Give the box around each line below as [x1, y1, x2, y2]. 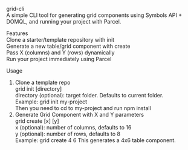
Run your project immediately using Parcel [6, 56, 112, 62]
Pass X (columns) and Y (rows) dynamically [6, 49, 115, 56]
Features [6, 30, 28, 37]
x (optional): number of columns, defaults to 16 [15, 124, 132, 131]
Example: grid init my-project [15, 98, 88, 105]
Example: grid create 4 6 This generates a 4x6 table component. [15, 137, 177, 144]
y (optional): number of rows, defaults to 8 [15, 130, 121, 137]
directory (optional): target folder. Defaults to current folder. [15, 92, 164, 99]
